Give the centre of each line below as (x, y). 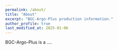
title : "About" (21, 14)
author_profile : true (28, 24)
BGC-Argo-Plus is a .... (29, 42)
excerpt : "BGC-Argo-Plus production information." (59, 19)
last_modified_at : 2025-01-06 (37, 28)
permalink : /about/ (26, 10)
